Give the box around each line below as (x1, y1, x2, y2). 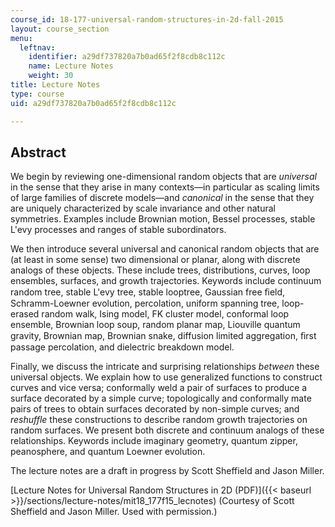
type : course (10, 89, 65, 99)
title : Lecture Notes (10, 80, 101, 90)
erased (10, 308, 40, 320)
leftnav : (19, 42, 56, 53)
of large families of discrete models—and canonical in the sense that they (10, 192, 315, 204)
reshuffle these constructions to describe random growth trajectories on (10, 414, 308, 426)
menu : (10, 33, 33, 43)
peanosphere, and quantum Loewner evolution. (10, 446, 206, 458)
